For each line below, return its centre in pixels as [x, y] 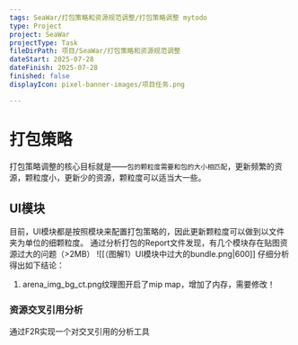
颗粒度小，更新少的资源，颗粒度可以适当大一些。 [115, 177]
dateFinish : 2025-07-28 [54, 68]
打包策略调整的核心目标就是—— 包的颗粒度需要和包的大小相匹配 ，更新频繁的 [142, 166]
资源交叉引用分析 [46, 310]
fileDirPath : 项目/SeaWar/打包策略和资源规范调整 [95, 51]
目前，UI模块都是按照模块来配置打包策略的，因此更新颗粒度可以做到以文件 [147, 232]
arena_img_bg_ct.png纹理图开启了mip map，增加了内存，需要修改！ [149, 285]
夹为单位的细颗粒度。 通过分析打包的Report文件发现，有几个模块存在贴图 [145, 243]
